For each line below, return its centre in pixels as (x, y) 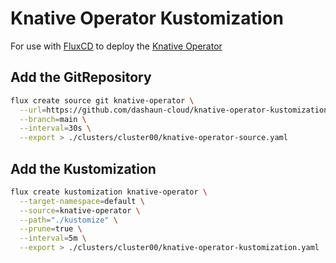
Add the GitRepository (81, 77)
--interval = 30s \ (55, 128)
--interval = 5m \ (53, 238)
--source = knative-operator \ (80, 210)
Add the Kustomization (83, 168)
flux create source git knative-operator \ (102, 100)
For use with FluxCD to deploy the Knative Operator (116, 46)
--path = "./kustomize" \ (68, 220)
